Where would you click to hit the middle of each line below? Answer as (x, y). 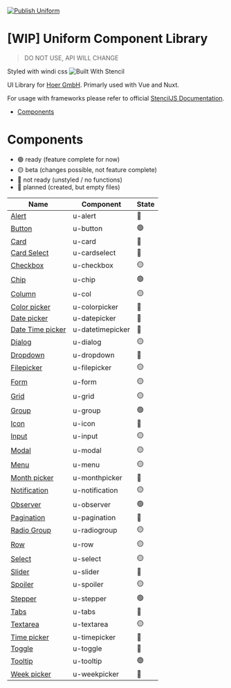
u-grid (83, 397)
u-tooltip (87, 661)
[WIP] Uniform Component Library (108, 39)
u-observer (91, 505)
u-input (85, 436)
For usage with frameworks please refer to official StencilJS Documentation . (116, 98)
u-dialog (87, 342)
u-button (87, 229)
